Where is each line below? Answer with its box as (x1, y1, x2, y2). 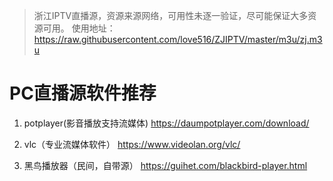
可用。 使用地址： (42, 22, 116, 34)
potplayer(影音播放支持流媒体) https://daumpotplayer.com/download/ (23, 117, 310, 129)
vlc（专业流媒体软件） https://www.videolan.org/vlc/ (23, 138, 241, 150)
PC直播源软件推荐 (9, 82, 157, 105)
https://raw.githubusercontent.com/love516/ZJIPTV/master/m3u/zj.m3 (33, 34, 323, 45)
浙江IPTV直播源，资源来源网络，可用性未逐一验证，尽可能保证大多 (33, 10, 309, 21)
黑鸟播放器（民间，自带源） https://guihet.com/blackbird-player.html (23, 159, 308, 171)
